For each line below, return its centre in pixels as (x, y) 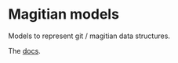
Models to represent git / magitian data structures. (89, 36)
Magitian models (64, 14)
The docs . (24, 51)
